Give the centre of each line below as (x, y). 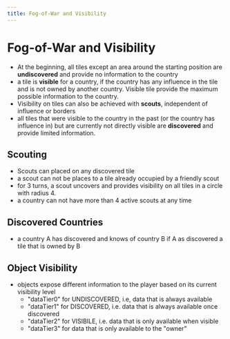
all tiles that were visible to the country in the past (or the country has (116, 118)
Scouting (27, 154)
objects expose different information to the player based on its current (117, 284)
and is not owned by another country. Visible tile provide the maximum (117, 89)
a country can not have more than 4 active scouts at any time (104, 200)
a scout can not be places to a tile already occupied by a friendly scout (118, 178)
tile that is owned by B (49, 246)
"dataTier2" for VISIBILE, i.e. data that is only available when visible (123, 321)
